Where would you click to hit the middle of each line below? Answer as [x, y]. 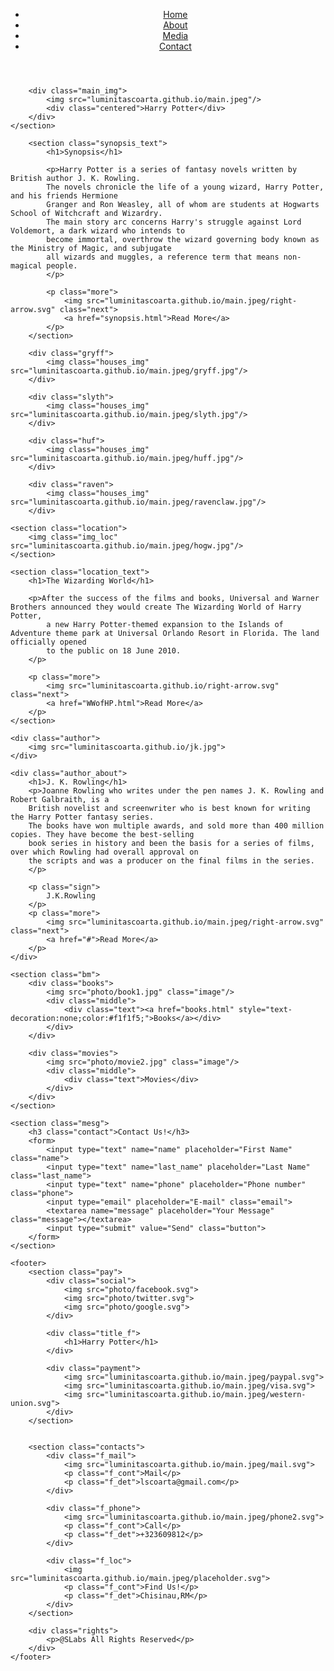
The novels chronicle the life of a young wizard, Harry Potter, [185, 187]
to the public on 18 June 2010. [114, 651]
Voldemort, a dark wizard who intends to [98, 231]
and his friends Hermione [64, 196]
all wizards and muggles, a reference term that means [163, 257]
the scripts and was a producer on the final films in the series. [171, 861]
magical [26, 266]
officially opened [48, 642]
